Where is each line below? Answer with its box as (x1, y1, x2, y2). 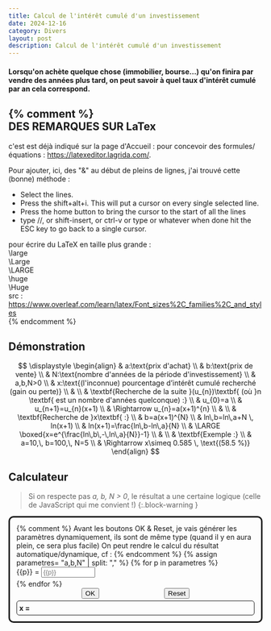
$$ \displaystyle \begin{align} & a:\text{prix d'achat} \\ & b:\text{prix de (18, 361, 253, 371)
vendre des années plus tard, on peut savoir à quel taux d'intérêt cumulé (8, 75, 256, 85)
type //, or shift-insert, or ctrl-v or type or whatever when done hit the (19, 215, 252, 225)
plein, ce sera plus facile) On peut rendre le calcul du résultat (15, 541, 219, 550)
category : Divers (8, 27, 67, 35)
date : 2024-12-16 (8, 19, 67, 27)
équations (8, 150, 42, 160)
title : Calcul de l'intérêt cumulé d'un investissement (8, 11, 200, 20)
